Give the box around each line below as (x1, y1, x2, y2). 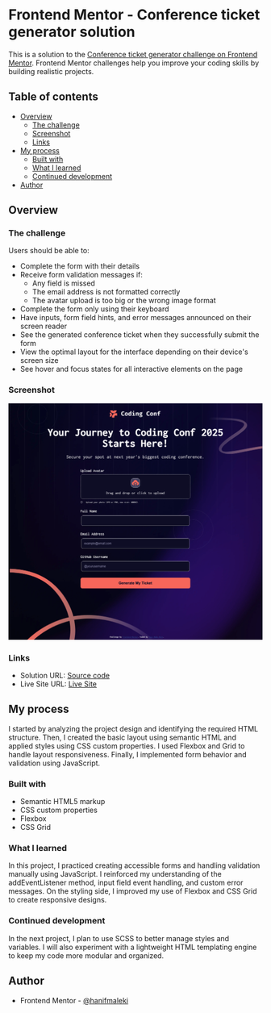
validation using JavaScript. (8, 758, 101, 768)
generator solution (8, 23, 135, 41)
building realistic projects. (8, 66, 94, 76)
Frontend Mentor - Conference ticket (8, 6, 261, 24)
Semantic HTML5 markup (19, 797, 106, 807)
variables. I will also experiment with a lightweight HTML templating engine (8, 942, 257, 952)
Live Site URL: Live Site (19, 679, 98, 689)
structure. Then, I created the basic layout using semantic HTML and (8, 732, 236, 742)
